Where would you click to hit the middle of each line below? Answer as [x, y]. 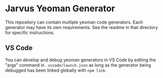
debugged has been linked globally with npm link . [56, 70]
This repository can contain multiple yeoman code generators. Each [74, 22]
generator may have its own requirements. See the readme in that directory [81, 27]
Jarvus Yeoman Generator [60, 9]
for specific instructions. [30, 32]
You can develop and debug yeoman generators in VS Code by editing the [81, 60]
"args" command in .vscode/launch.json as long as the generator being [78, 65]
